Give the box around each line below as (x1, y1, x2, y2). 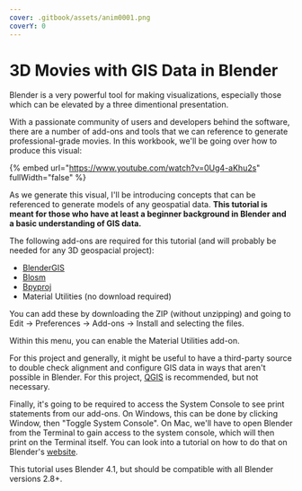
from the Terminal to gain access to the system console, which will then (9, 427, 275, 438)
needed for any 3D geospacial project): (9, 245, 155, 256)
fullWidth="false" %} (9, 172, 87, 183)
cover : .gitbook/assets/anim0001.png (9, 13, 151, 22)
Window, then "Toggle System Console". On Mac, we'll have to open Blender (9, 418, 293, 429)
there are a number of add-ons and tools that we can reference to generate (9, 127, 289, 137)
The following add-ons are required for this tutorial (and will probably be (9, 235, 277, 247)
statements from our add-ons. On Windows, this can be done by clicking (9, 408, 279, 419)
